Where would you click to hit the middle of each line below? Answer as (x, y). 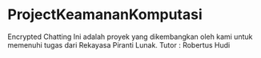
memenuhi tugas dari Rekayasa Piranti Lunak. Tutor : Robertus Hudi (119, 44)
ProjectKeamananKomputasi (105, 15)
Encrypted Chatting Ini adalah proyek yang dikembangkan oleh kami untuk (130, 37)
